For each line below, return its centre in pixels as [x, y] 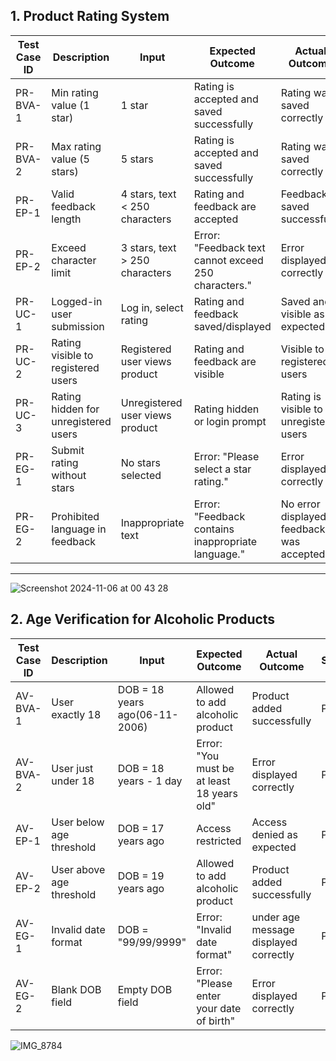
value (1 [70, 105]
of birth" [216, 1021]
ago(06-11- [148, 714]
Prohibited [75, 516]
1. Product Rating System [90, 16]
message [273, 929]
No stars [140, 462]
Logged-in [77, 301]
